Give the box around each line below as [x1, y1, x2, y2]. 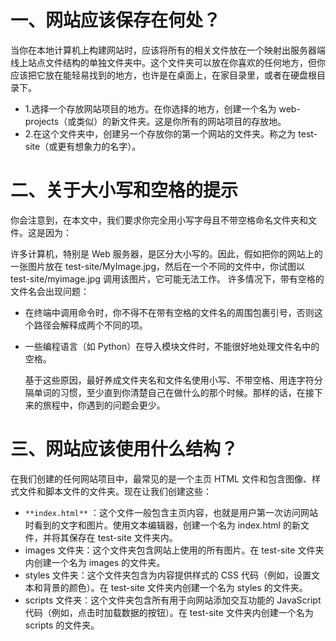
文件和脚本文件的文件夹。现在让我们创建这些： [18, 485, 212, 497]
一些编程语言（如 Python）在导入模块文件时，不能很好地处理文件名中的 [24, 340, 320, 352]
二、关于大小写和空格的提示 [10, 179, 239, 202]
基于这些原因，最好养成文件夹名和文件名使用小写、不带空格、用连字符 [24, 374, 315, 386]
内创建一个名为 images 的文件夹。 [24, 556, 166, 568]
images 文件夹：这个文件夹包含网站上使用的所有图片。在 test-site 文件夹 [24, 544, 325, 556]
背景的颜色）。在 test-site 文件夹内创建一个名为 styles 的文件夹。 [42, 581, 308, 593]
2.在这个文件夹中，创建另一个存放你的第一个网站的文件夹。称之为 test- [24, 127, 318, 140]
